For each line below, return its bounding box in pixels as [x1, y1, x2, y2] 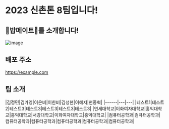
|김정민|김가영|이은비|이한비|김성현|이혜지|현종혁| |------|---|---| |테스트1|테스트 [5, 99, 164, 105]
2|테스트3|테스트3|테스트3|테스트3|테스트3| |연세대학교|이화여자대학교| [5, 105, 146, 111]
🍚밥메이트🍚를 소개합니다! [5, 26, 79, 35]
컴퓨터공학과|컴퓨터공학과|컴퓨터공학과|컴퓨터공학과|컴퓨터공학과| [5, 118, 135, 124]
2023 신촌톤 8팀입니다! [5, 5, 98, 16]
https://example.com [5, 69, 48, 75]
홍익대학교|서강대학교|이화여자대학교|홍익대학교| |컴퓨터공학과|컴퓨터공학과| [11, 111, 160, 118]
